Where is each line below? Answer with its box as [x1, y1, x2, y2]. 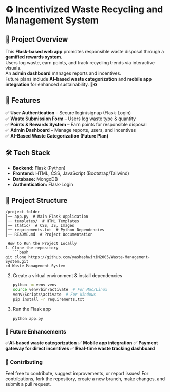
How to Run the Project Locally [7, 241, 77, 246]
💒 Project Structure [5, 196, 68, 205]
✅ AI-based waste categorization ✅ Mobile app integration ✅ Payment [5, 340, 158, 346]
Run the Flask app [12, 306, 51, 312]
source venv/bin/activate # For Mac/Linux [12, 287, 108, 292]
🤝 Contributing [5, 359, 43, 366]
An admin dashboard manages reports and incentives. [5, 70, 122, 76]
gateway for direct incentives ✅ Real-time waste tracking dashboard [5, 345, 155, 352]
